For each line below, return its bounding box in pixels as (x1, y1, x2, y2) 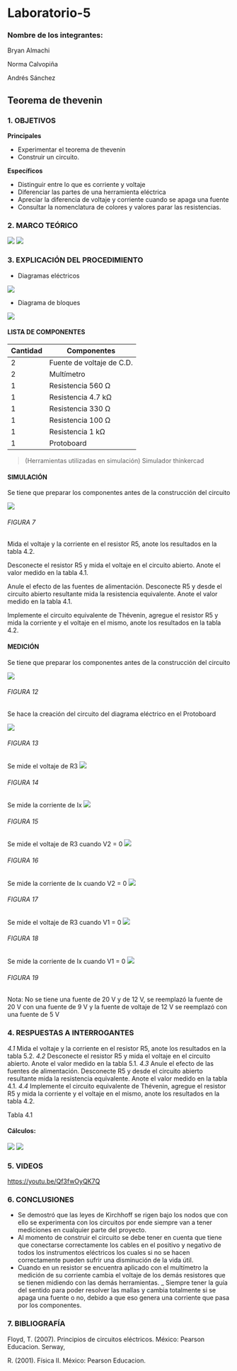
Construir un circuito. (17, 153, 80, 161)
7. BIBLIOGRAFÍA (7, 1319, 66, 1329)
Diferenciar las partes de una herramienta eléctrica (17, 188, 166, 196)
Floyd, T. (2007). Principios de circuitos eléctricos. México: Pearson (7, 1335, 205, 1343)
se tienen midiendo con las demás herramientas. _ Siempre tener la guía (17, 1278, 228, 1287)
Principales (7, 132, 42, 140)
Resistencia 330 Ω (49, 404, 111, 414)
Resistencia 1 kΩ (49, 426, 105, 436)
